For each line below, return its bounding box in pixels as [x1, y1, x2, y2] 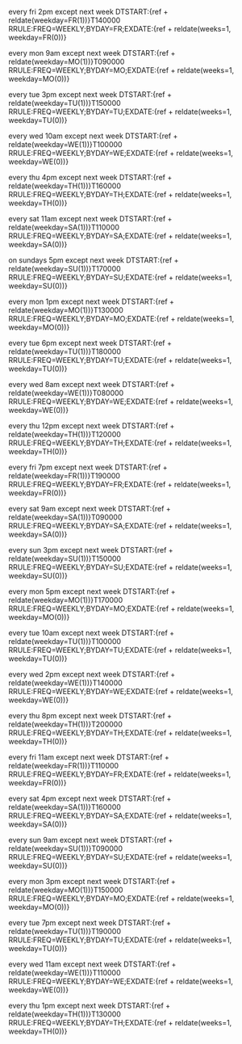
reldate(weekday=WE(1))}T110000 [8, 968, 121, 977]
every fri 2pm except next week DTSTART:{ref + [8, 7, 169, 16]
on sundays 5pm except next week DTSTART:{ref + [8, 255, 179, 265]
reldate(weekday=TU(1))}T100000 [8, 637, 122, 646]
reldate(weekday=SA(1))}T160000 [8, 802, 121, 811]
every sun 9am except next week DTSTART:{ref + [8, 836, 173, 844]
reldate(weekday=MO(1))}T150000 [8, 885, 123, 895]
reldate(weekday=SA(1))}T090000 [8, 512, 123, 522]
